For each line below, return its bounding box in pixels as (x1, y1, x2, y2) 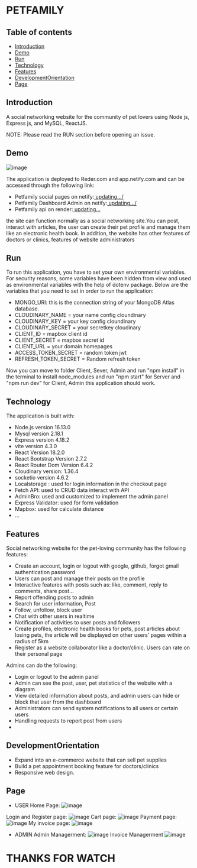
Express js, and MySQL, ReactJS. (6, 119, 88, 127)
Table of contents (6, 27, 72, 37)
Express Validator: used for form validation (14, 499, 119, 506)
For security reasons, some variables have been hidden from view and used (6, 275, 191, 282)
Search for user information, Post (14, 600, 96, 607)
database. (14, 305, 40, 312)
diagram (14, 686, 35, 693)
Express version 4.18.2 (14, 436, 70, 443)
